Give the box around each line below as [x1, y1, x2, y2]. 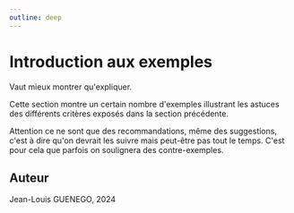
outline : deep [9, 13, 63, 22]
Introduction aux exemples [9, 51, 213, 72]
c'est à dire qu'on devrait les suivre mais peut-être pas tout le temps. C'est [9, 135, 285, 146]
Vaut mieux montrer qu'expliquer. [9, 81, 133, 92]
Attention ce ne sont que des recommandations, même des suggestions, [9, 125, 278, 136]
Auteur [9, 170, 49, 185]
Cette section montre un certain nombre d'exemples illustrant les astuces [9, 98, 280, 109]
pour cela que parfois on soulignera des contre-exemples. [9, 144, 224, 155]
